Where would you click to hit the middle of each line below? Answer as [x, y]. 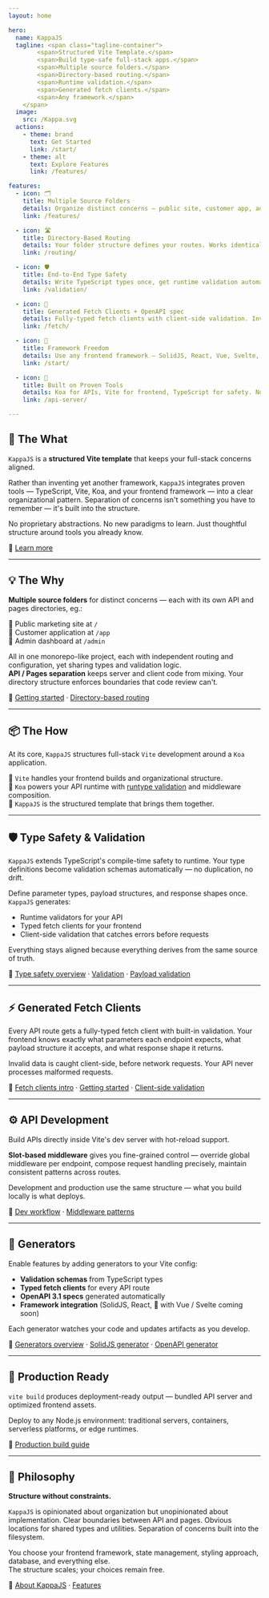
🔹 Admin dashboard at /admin [57, 641]
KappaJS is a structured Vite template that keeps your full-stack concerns [130, 458]
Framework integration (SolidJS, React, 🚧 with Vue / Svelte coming [131, 1304]
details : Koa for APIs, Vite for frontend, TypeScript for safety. [137, 392]
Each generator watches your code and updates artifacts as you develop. [129, 1328]
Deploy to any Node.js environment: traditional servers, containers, [119, 1420]
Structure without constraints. [60, 1496]
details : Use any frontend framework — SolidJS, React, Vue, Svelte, [141, 356]
